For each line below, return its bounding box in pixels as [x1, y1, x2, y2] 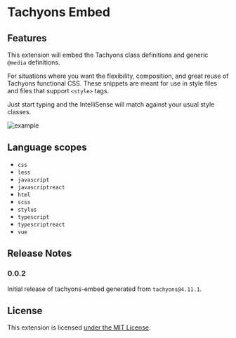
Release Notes [7, 248, 72, 259]
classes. [7, 108, 32, 116]
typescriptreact [17, 221, 65, 228]
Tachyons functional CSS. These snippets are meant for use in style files [7, 79, 218, 88]
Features [7, 32, 47, 44]
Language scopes [7, 142, 87, 154]
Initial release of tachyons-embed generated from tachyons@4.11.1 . [7, 285, 202, 293]
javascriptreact [17, 184, 65, 191]
